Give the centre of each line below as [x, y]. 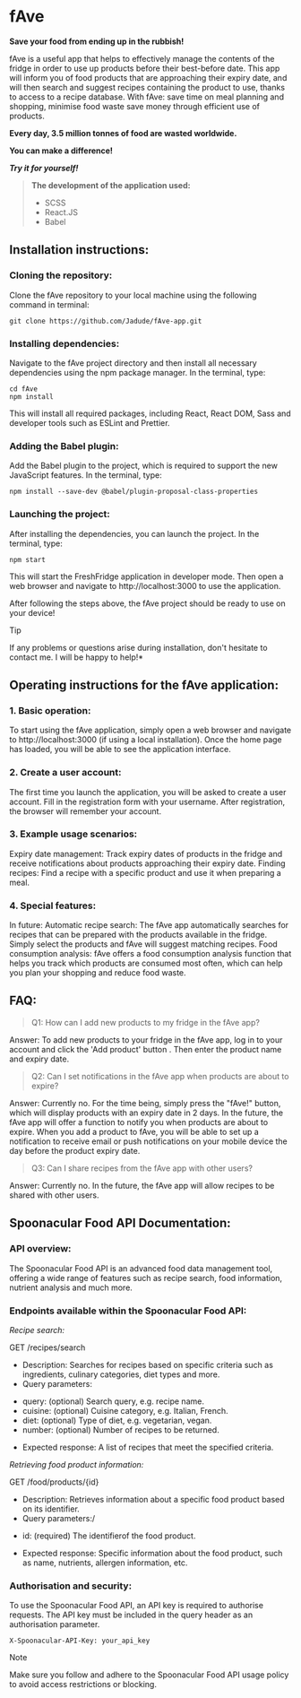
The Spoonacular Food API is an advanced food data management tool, [141, 1268]
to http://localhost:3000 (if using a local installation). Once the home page [146, 740]
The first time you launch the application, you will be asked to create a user [148, 792]
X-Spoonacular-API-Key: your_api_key [80, 1641]
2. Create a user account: [65, 773]
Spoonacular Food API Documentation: [120, 1223]
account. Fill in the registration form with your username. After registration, [147, 801]
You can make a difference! [61, 151]
